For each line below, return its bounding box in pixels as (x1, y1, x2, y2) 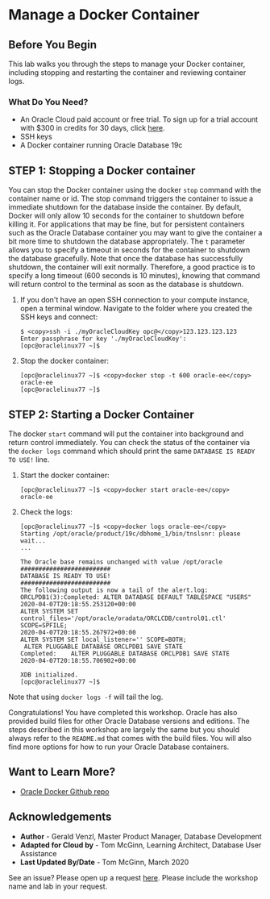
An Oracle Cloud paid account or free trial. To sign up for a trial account (19, 114, 259, 124)
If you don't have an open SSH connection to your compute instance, (19, 295, 250, 305)
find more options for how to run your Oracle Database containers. (8, 742, 230, 751)
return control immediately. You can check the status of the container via (8, 437, 251, 447)
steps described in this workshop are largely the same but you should (8, 724, 240, 735)
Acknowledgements (8, 810, 112, 824)
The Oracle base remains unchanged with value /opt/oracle (19, 558, 223, 566)
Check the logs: (19, 506, 73, 517)
